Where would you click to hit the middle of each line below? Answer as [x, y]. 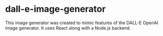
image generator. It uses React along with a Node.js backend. [68, 28]
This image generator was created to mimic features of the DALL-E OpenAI [82, 23]
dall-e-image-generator [55, 9]
